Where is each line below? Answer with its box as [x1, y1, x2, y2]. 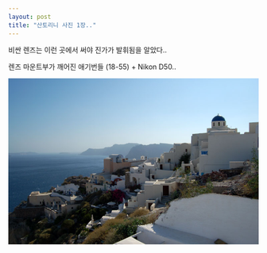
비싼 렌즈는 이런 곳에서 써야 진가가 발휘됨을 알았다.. [8, 44, 167, 55]
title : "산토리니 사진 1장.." [8, 21, 97, 29]
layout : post [8, 13, 52, 21]
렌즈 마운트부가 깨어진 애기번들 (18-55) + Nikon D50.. [8, 62, 176, 71]
